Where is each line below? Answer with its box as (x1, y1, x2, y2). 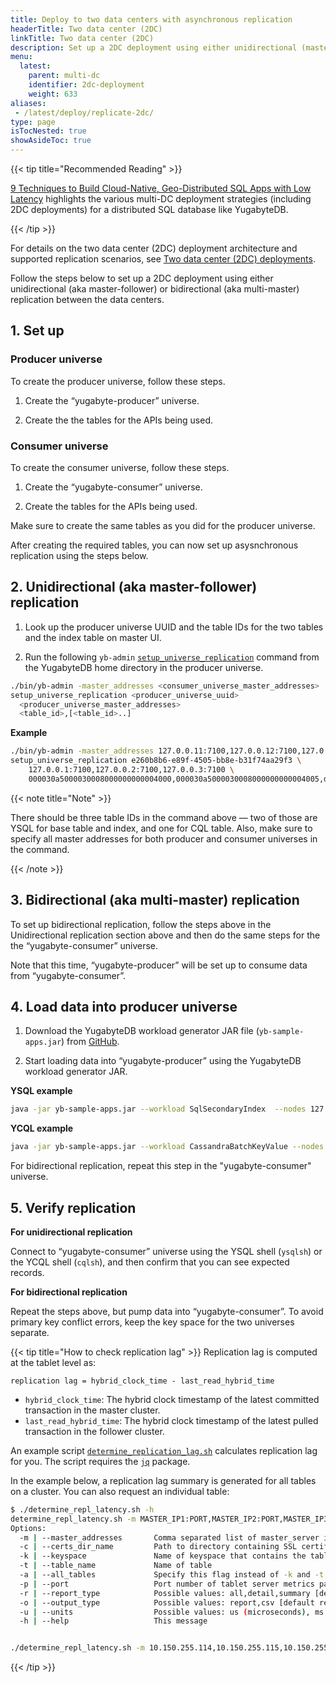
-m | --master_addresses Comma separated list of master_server (19, 1532, 320, 1543)
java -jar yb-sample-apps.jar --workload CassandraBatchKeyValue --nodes (10, 1142, 325, 1152)
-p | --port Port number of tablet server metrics (19, 1579, 315, 1589)
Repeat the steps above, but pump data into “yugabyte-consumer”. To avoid (10, 1305, 324, 1317)
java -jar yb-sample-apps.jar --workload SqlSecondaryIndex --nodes (10, 1104, 307, 1115)
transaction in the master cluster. (24, 1404, 161, 1416)
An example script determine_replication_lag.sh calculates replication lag (10, 1444, 318, 1456)
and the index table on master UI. (24, 631, 162, 643)
